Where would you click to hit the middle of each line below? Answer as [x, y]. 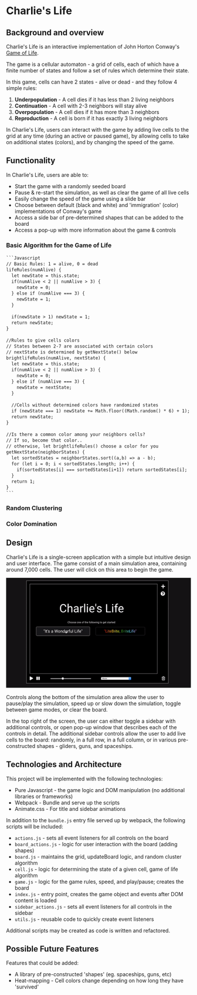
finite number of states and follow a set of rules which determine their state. [98, 71]
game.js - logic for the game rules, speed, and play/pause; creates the [99, 882]
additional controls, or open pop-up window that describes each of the [91, 727]
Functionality [31, 161]
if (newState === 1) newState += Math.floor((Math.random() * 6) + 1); [101, 411]
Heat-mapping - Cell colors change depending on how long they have [99, 981]
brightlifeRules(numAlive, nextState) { [56, 358]
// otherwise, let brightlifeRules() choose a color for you [82, 446]
